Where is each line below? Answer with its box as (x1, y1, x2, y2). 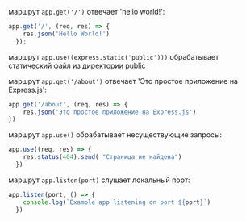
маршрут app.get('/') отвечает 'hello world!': (8, 7, 165, 16)
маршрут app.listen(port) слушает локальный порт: (8, 175, 191, 185)
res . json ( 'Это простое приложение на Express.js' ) (23, 108, 197, 116)
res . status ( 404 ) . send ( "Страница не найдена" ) (23, 153, 182, 161)
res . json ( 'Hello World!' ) (23, 30, 110, 38)
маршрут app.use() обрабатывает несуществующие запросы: (8, 130, 223, 140)
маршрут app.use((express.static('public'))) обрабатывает (8, 52, 219, 61)
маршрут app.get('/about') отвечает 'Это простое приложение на (8, 76, 238, 85)
